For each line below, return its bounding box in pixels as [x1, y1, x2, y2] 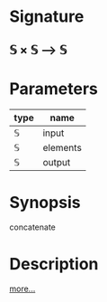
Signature [9, 6, 85, 27]
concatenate [9, 222, 57, 232]
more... [9, 283, 36, 295]
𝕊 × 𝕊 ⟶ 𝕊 [9, 42, 67, 58]
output [42, 156, 71, 168]
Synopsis [9, 192, 81, 212]
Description [9, 253, 99, 274]
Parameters [9, 79, 99, 99]
